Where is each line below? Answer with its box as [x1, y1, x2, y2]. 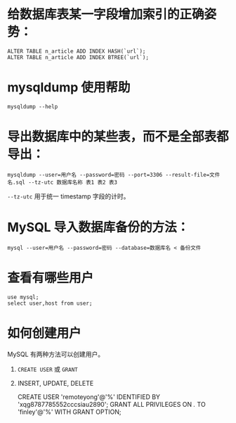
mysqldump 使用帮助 [7, 80, 131, 96]
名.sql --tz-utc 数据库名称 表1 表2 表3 [7, 179, 118, 186]
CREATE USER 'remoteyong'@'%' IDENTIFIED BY [17, 392, 160, 401]
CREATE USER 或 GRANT [17, 365, 79, 373]
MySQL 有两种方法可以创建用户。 [7, 350, 105, 358]
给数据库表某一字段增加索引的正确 [7, 6, 205, 23]
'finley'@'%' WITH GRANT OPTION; [17, 408, 122, 416]
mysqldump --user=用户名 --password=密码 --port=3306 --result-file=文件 [7, 171, 221, 178]
